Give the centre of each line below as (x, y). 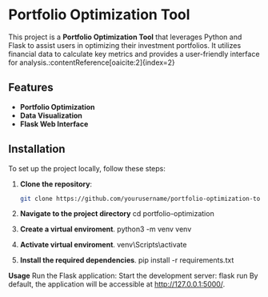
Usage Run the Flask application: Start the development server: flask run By (133, 276)
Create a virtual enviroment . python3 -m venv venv (106, 229)
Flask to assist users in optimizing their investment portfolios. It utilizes (125, 45)
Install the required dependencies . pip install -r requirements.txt (127, 260)
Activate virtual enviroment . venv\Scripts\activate (103, 245)
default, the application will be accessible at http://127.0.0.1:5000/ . (117, 284)
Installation (37, 149)
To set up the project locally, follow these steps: (87, 168)
